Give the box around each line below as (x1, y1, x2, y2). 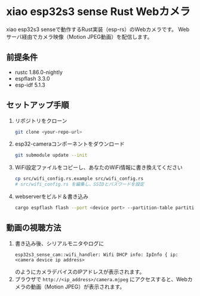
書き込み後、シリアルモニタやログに (14, 239, 104, 247)
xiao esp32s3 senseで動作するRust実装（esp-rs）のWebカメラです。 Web (6, 26, 190, 33)
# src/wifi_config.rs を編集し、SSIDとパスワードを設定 (14, 181, 144, 187)
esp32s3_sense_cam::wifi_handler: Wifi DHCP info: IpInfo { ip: (14, 251, 179, 258)
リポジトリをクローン (14, 117, 67, 124)
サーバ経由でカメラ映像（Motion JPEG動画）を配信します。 (6, 33, 153, 40)
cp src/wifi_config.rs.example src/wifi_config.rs (14, 176, 144, 182)
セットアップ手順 (6, 100, 69, 110)
